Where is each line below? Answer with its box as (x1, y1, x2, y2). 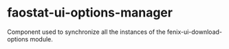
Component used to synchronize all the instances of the (7, 28, 166, 36)
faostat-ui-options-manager (7, 5, 173, 21)
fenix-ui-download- (167, 28, 222, 36)
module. (30, 35, 54, 43)
